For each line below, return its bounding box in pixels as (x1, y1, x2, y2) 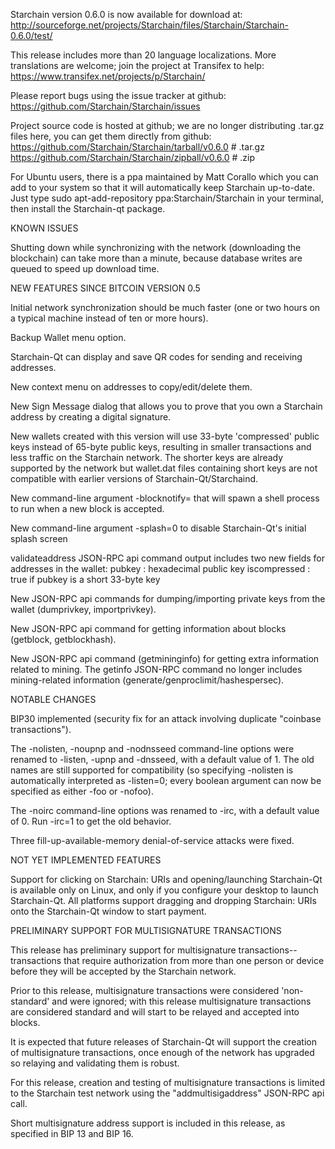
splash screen (10, 533, 68, 544)
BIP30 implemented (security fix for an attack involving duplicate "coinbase (10, 713, 322, 724)
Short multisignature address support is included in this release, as (10, 1117, 286, 1129)
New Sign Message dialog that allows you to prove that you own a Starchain (10, 400, 323, 412)
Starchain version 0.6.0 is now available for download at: (10, 9, 243, 20)
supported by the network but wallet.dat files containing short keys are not (10, 462, 318, 474)
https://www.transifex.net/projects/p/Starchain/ (10, 70, 206, 82)
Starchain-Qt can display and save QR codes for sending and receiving (10, 351, 303, 363)
